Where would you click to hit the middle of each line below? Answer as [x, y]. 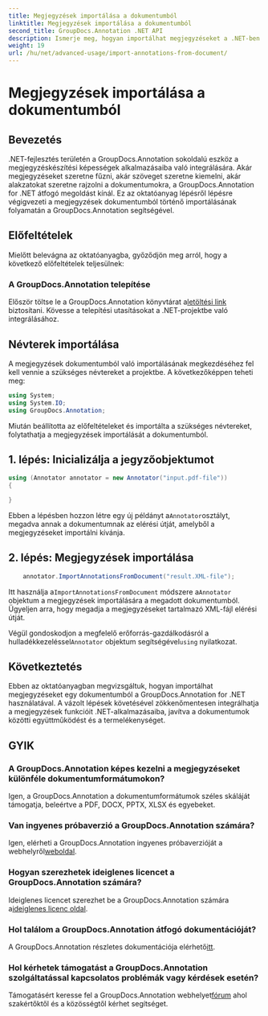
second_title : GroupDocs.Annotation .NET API [85, 31]
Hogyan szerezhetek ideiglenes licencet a [91, 872]
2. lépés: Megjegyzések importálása [101, 558]
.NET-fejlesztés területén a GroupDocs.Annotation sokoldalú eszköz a [124, 159]
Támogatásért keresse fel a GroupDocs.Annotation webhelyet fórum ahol [128, 995]
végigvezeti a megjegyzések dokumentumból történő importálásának [122, 202]
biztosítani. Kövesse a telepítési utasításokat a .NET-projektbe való [118, 311]
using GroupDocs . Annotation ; [57, 410]
